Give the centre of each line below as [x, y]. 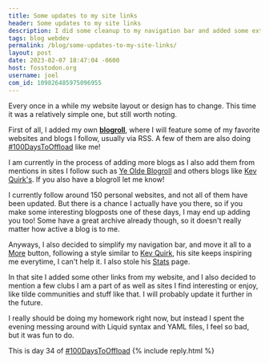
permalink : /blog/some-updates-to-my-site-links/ [93, 46]
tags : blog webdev [39, 38]
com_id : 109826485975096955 [55, 83]
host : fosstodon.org [43, 68]
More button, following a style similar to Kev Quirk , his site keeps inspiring [130, 252]
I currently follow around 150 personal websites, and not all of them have [128, 195]
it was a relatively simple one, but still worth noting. [93, 114]
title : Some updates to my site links [73, 16]
